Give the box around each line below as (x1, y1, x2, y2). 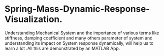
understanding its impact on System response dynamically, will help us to (4, 40, 154, 46)
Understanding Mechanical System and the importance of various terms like (4, 30, 160, 36)
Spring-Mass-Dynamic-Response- (4, 3, 150, 15)
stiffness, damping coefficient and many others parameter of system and (4, 35, 153, 41)
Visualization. (4, 14, 63, 25)
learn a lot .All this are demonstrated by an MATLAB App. (4, 45, 120, 51)
